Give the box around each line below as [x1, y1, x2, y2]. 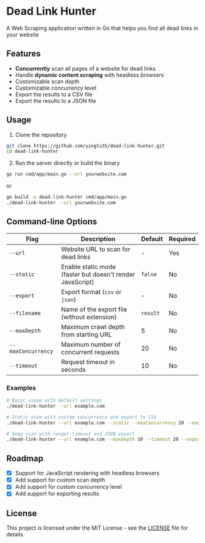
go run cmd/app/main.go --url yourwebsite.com [6, 171, 127, 177]
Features [6, 49, 41, 59]
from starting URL [60, 330, 112, 339]
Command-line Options [6, 216, 98, 227]
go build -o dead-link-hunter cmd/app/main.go [6, 194, 127, 201]
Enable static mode [60, 262, 116, 271]
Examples [6, 383, 37, 392]
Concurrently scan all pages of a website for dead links [15, 65, 156, 72]
